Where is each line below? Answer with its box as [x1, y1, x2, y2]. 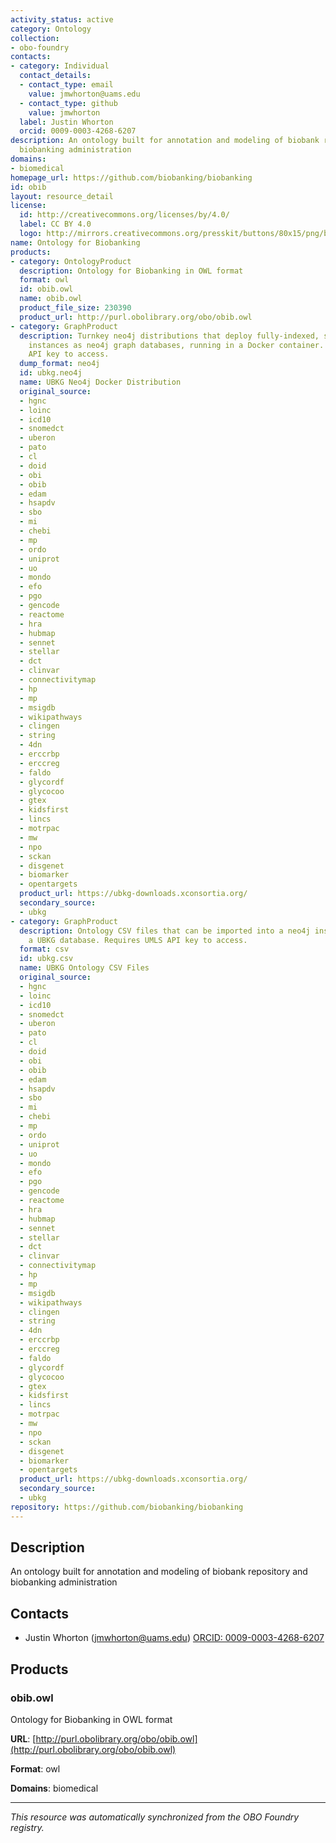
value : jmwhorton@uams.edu [28, 89, 141, 99]
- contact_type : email [19, 80, 114, 90]
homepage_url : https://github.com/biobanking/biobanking [10, 172, 253, 183]
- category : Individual [10, 61, 110, 71]
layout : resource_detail [10, 191, 114, 201]
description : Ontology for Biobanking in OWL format [19, 266, 244, 276]
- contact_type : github [19, 98, 118, 108]
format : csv [19, 944, 70, 955]
